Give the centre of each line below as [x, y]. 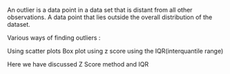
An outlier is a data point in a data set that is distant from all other [100, 10]
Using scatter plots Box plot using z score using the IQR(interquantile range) [115, 51]
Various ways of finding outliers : [54, 38]
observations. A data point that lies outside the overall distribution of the [110, 17]
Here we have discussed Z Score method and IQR [78, 64]
